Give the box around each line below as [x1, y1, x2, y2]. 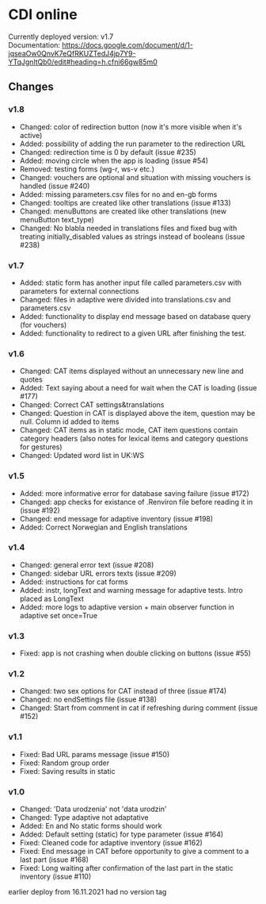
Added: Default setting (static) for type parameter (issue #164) [19, 829, 224, 839]
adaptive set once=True [19, 610, 97, 620]
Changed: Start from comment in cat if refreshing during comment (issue [19, 703, 259, 713]
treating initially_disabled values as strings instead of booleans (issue [19, 232, 245, 241]
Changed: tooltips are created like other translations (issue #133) [19, 198, 231, 207]
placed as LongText [19, 594, 85, 603]
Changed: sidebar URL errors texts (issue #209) [19, 568, 177, 578]
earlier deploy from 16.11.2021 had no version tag [8, 887, 167, 896]
